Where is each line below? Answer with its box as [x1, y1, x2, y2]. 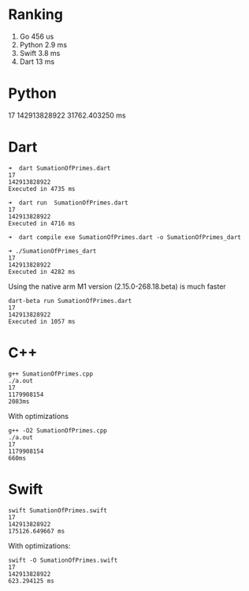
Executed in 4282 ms [8, 267, 76, 275]
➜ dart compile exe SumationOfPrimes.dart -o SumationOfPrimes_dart [8, 233, 242, 241]
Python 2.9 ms [19, 39, 68, 49]
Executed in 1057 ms [8, 317, 76, 325]
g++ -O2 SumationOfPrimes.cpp [8, 426, 108, 435]
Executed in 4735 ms [8, 185, 76, 193]
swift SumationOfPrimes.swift [8, 507, 108, 514]
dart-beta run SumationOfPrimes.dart [8, 297, 132, 305]
